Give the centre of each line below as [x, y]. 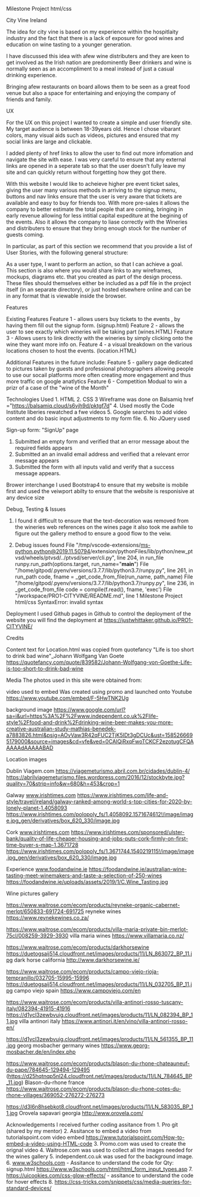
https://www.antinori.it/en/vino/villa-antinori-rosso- [125, 1021]
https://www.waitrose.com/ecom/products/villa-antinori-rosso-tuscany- [95, 1002]
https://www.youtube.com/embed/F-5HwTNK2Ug [67, 698]
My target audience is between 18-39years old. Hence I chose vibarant [93, 129]
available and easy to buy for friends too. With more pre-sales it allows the [98, 203]
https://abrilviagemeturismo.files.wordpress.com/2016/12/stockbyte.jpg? [96, 777]
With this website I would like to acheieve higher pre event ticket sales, [93, 184]
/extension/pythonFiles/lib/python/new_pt [141, 551]
